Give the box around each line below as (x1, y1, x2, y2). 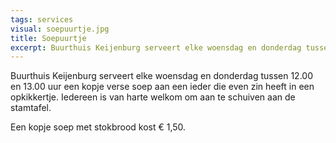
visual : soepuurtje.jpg (10, 24, 110, 34)
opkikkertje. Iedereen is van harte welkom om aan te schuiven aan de (10, 91, 296, 103)
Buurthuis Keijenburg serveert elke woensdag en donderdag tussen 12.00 (10, 70, 313, 82)
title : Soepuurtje (10, 33, 87, 43)
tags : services (10, 14, 74, 25)
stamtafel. (10, 102, 52, 114)
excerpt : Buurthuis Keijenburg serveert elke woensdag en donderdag (10, 42, 302, 53)
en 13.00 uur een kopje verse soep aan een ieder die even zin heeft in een (10, 81, 315, 93)
